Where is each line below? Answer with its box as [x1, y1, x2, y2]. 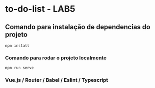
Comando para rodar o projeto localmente [5, 54, 107, 61]
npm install [5, 43, 29, 48]
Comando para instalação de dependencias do [5, 23, 151, 31]
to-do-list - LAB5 [5, 3, 76, 15]
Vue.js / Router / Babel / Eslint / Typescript [5, 77, 108, 84]
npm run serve [5, 66, 34, 70]
